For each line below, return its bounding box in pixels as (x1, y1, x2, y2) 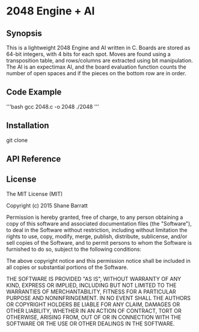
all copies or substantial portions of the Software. (6, 263, 128, 271)
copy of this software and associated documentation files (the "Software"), (6, 220, 192, 227)
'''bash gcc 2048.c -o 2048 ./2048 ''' (6, 103, 99, 110)
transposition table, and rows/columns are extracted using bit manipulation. (6, 57, 194, 64)
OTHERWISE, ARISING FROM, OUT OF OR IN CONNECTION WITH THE (6, 313, 182, 321)
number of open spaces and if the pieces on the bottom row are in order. (6, 70, 186, 76)
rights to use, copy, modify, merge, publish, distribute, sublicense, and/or (6, 233, 188, 240)
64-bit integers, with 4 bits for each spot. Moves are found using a (6, 51, 171, 58)
